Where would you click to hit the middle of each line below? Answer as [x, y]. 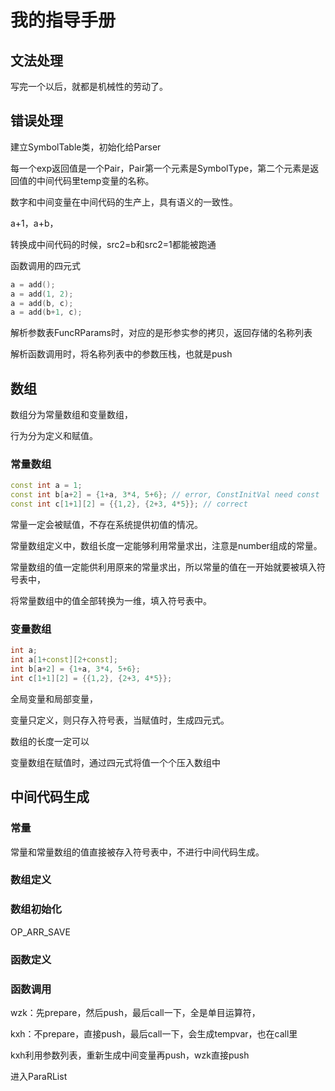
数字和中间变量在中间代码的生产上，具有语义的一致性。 [124, 202]
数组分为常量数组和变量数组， [71, 415]
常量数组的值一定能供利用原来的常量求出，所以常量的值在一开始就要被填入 [163, 567]
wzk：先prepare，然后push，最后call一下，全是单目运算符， [135, 1012]
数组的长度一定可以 [50, 741]
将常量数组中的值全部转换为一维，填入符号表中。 [111, 601]
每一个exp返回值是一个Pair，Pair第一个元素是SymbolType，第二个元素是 [160, 168]
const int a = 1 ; [46, 486]
